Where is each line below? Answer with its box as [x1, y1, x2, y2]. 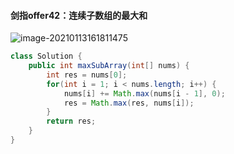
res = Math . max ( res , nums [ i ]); [63, 98, 195, 108]
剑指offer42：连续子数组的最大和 [10, 9, 148, 21]
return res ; [46, 116, 97, 127]
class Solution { [10, 51, 83, 62]
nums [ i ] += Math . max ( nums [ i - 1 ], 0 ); [63, 88, 226, 99]
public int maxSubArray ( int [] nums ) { [28, 61, 190, 71]
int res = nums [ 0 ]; [46, 70, 128, 80]
